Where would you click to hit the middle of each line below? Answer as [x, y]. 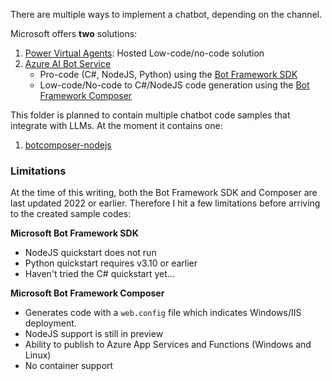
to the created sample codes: [71, 214]
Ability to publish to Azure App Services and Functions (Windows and [168, 345]
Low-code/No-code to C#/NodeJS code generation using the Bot [174, 85]
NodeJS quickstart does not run [90, 253]
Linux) [38, 355]
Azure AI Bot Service [68, 63]
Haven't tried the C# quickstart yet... [99, 274]
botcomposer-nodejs [68, 145]
